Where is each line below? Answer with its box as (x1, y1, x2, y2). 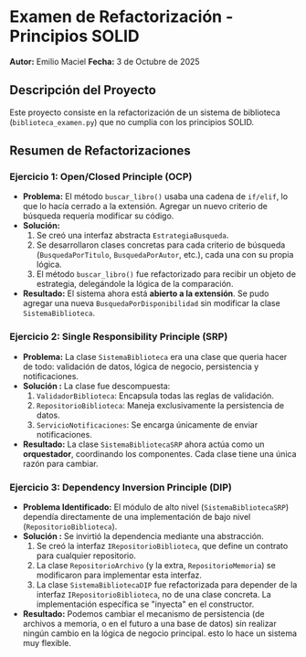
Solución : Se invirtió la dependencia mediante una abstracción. (22, 531, 265, 542)
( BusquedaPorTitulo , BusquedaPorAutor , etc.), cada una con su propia (36, 249, 294, 260)
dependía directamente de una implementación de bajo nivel (22, 512, 251, 523)
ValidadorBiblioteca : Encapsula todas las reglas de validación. (36, 390, 274, 401)
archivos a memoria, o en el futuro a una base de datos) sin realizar (22, 619, 277, 630)
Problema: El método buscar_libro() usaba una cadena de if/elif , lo (22, 191, 289, 202)
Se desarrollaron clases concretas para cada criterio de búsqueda (36, 239, 286, 250)
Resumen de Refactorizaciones (9, 143, 192, 159)
